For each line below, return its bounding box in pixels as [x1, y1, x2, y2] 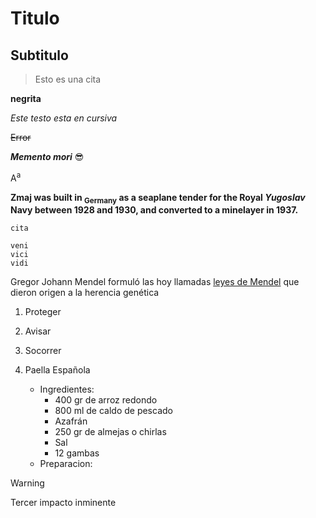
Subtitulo [10, 47, 69, 64]
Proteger [24, 306, 62, 318]
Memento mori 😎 [10, 151, 85, 162]
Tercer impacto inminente [10, 497, 117, 509]
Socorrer [24, 345, 62, 357]
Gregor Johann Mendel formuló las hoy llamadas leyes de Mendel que [10, 276, 300, 288]
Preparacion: [39, 458, 93, 470]
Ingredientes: [39, 383, 95, 396]
